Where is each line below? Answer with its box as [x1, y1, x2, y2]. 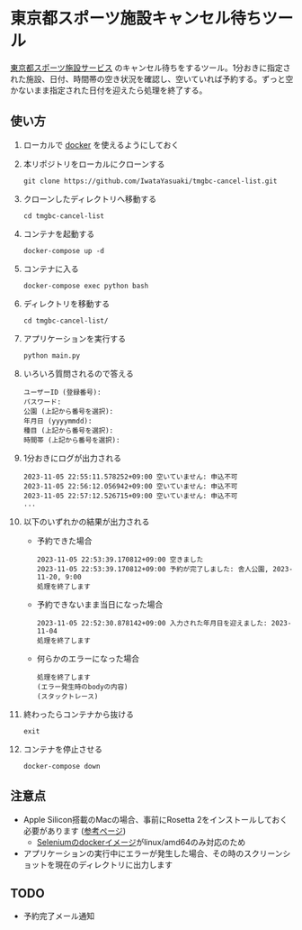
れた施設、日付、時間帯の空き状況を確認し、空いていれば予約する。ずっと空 [10, 73, 294, 84]
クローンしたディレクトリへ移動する [22, 193, 157, 204]
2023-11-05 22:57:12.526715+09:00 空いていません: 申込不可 [22, 491, 238, 500]
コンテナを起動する [22, 228, 95, 239]
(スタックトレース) [36, 691, 99, 701]
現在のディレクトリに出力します [54, 859, 173, 870]
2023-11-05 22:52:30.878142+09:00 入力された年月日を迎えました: [36, 618, 268, 627]
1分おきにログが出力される [22, 452, 122, 463]
